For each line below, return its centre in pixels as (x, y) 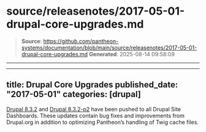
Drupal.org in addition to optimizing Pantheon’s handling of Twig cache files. (103, 122)
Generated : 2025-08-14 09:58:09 (132, 54)
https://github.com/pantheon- (81, 41)
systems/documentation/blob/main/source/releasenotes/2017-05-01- (109, 48)
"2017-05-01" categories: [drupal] (74, 94)
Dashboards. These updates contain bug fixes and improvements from (96, 116)
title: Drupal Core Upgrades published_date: (92, 85)
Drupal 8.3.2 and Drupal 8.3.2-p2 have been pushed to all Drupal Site (93, 109)
